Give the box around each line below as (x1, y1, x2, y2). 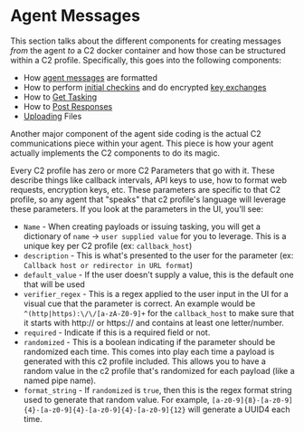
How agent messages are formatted (23, 72, 157, 82)
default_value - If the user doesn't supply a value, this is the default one (23, 269, 294, 280)
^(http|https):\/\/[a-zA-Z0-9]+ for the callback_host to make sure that (23, 307, 295, 318)
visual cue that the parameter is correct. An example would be (23, 298, 256, 309)
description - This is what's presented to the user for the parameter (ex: (23, 250, 294, 261)
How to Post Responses (23, 101, 113, 111)
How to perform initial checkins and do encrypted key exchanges (23, 82, 267, 92)
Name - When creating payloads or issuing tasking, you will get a (23, 221, 261, 232)
